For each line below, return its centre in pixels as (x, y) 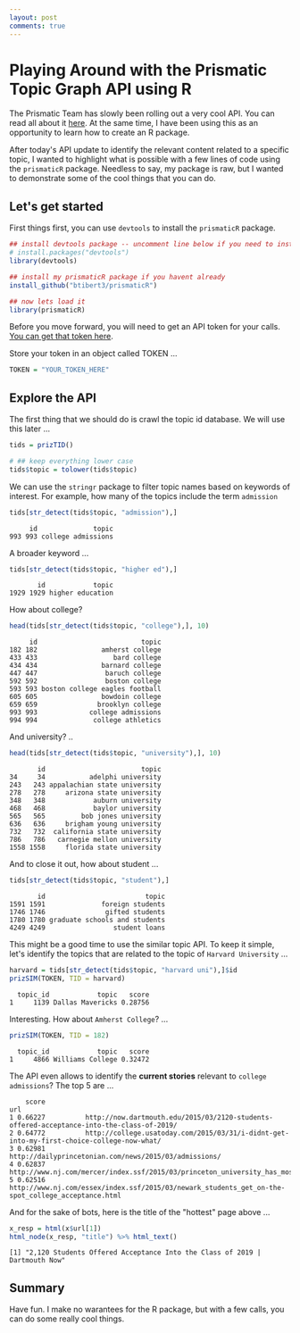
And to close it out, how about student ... (84, 864)
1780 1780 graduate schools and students (87, 921)
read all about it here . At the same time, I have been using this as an (134, 123)
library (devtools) (43, 261)
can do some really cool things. (67, 1319)
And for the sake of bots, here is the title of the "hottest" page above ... (140, 1212)
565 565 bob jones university (86, 816)
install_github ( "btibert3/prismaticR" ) (83, 285)
